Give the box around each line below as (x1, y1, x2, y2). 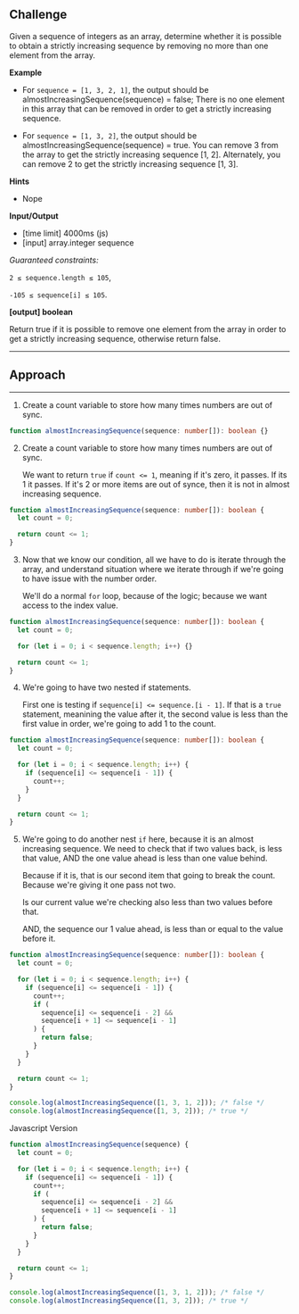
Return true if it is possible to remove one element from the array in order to (9, 323, 287, 334)
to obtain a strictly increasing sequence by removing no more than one (9, 40, 269, 51)
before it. (21, 933, 56, 944)
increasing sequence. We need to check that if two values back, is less (21, 844, 283, 854)
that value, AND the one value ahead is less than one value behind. (21, 852, 269, 864)
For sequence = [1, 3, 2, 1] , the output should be (21, 84, 209, 95)
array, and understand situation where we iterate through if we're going (21, 564, 284, 574)
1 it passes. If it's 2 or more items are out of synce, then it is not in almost (21, 478, 290, 489)
